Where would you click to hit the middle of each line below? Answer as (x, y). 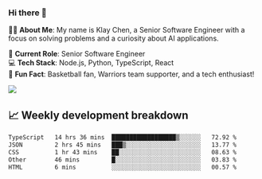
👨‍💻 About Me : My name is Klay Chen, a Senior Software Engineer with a (127, 30)
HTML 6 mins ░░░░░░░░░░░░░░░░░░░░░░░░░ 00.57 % (123, 167)
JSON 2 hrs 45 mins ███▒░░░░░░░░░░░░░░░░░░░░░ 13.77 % (123, 145)
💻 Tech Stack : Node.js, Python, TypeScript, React (91, 63)
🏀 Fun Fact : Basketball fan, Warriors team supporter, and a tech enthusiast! (131, 74)
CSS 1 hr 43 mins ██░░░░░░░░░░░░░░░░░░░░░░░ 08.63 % (123, 152)
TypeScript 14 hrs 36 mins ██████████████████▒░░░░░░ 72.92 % (123, 138)
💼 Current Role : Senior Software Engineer (77, 54)
